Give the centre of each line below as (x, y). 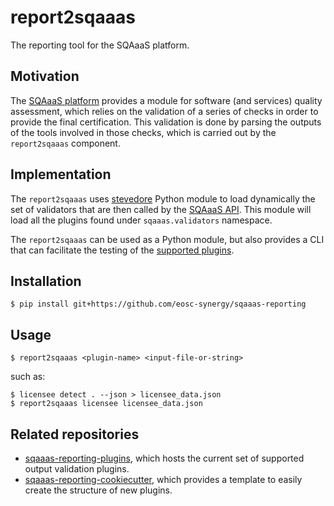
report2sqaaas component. (65, 143)
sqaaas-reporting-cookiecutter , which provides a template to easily (163, 479)
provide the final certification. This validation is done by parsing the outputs (166, 122)
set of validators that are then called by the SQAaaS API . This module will (161, 209)
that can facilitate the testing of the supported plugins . (122, 250)
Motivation (45, 76)
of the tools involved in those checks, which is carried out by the (143, 132)
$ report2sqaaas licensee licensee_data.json (106, 404)
